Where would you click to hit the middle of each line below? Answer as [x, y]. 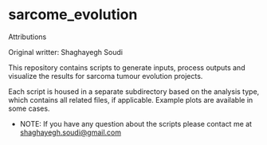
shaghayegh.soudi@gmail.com [71, 132]
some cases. [29, 108]
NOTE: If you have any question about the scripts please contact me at [136, 123]
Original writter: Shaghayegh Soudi [66, 52]
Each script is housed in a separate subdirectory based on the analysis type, [134, 91]
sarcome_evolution [73, 15]
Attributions [27, 37]
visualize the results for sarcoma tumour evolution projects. [106, 76]
